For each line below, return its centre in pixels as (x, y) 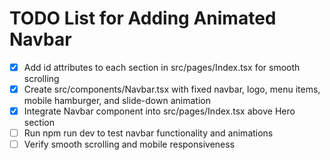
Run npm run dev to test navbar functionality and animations (148, 133)
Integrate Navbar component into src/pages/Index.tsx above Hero (159, 111)
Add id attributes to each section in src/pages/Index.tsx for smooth (162, 67)
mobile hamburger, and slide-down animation (117, 101)
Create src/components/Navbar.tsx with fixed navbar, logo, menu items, (172, 89)
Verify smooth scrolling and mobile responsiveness (129, 144)
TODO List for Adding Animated (143, 18)
